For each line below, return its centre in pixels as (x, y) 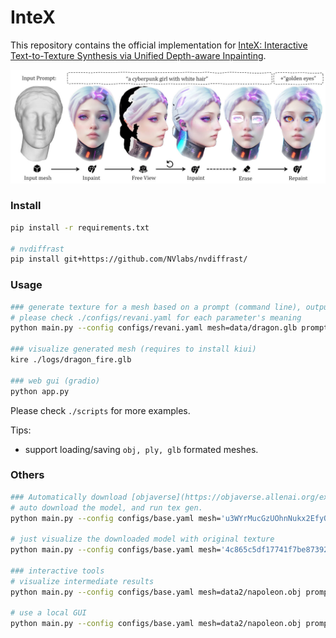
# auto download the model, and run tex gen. (106, 507)
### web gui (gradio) (55, 381)
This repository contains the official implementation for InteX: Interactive (159, 45)
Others (27, 475)
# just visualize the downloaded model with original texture (142, 539)
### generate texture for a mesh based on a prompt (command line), (156, 307)
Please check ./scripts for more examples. (100, 410)
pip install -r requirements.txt (80, 227)
